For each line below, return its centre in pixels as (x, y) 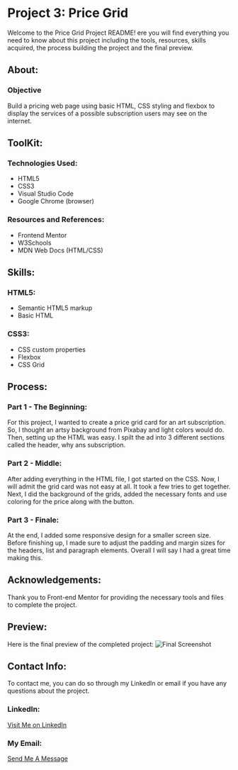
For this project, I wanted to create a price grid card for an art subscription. (117, 423)
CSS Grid (31, 364)
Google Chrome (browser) (56, 201)
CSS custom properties (52, 350)
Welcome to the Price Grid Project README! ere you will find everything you (118, 33)
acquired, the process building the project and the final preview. (100, 48)
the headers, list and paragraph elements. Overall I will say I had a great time (119, 550)
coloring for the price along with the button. (71, 501)
